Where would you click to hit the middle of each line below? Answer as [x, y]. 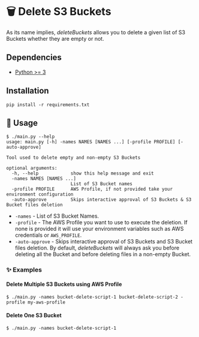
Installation [28, 91]
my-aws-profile [47, 302]
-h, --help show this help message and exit [83, 174]
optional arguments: [32, 168]
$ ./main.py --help [31, 137]
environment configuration [40, 195]
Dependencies [34, 58]
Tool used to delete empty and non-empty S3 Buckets [73, 158]
